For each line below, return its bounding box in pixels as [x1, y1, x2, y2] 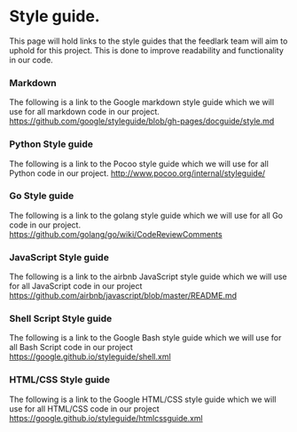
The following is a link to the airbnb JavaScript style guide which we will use [9, 271, 287, 282]
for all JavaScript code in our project [9, 281, 143, 292]
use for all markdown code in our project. [9, 107, 160, 117]
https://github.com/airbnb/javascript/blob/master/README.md [9, 291, 238, 301]
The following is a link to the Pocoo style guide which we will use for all [9, 158, 269, 169]
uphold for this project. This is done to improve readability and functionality [9, 44, 284, 55]
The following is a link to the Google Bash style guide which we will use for [9, 332, 282, 343]
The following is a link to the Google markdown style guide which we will [9, 97, 275, 108]
